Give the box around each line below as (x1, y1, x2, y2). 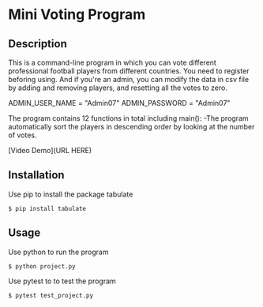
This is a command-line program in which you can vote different (8, 58, 217, 67)
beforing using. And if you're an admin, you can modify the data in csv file (8, 75, 250, 84)
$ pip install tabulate (8, 204, 87, 212)
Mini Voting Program (8, 6, 146, 24)
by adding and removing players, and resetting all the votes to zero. (8, 83, 227, 92)
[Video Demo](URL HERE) (8, 146, 92, 155)
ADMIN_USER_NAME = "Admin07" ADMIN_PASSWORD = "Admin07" (8, 99, 231, 107)
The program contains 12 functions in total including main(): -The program (8, 114, 249, 123)
